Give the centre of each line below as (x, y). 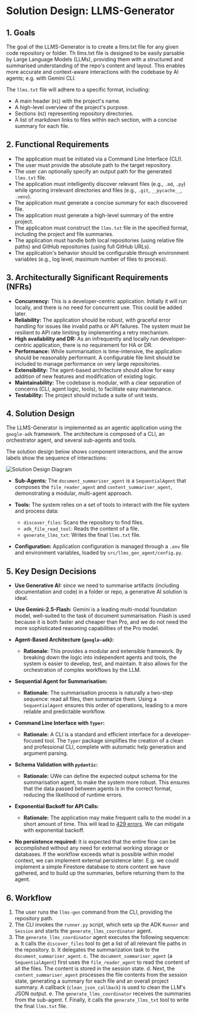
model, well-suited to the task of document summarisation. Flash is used (103, 616)
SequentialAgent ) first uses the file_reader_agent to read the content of (102, 962)
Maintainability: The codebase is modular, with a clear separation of (98, 382)
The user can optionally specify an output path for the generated (93, 171)
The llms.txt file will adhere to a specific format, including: (78, 89)
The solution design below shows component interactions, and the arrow (94, 452)
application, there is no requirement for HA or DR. (93, 345)
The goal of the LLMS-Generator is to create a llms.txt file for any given (92, 47)
